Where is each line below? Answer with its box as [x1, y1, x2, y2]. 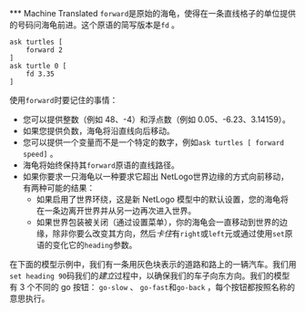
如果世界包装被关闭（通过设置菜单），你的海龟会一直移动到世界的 [36, 217, 280, 227]
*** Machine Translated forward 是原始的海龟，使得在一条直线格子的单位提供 [9, 8, 297, 18]
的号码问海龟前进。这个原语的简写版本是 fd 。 [9, 19, 180, 30]
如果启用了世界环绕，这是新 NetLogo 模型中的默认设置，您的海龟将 [36, 194, 290, 204]
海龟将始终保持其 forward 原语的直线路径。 [22, 160, 179, 171]
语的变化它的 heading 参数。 [36, 240, 137, 250]
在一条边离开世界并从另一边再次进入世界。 [36, 205, 197, 216]
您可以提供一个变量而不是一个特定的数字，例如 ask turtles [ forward [22, 137, 285, 148]
